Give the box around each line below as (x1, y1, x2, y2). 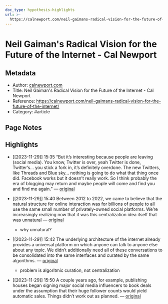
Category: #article (12, 109, 50, 115)
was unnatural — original (12, 217, 64, 223)
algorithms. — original (12, 257, 58, 263)
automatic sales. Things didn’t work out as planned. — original (12, 293, 141, 299)
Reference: (12, 98, 35, 104)
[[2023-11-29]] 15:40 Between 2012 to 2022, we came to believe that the (12, 195, 162, 201)
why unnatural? (19, 226, 52, 232)
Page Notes (5, 123, 42, 132)
